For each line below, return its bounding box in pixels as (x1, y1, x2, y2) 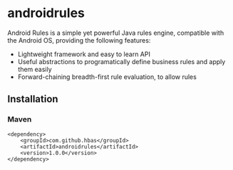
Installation (7, 93, 58, 105)
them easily (17, 65, 52, 73)
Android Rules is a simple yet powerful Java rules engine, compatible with (7, 28, 224, 37)
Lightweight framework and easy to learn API (17, 50, 151, 58)
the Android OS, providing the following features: (7, 36, 151, 44)
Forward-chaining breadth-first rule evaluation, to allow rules (17, 73, 197, 81)
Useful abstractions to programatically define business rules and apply (17, 57, 226, 65)
